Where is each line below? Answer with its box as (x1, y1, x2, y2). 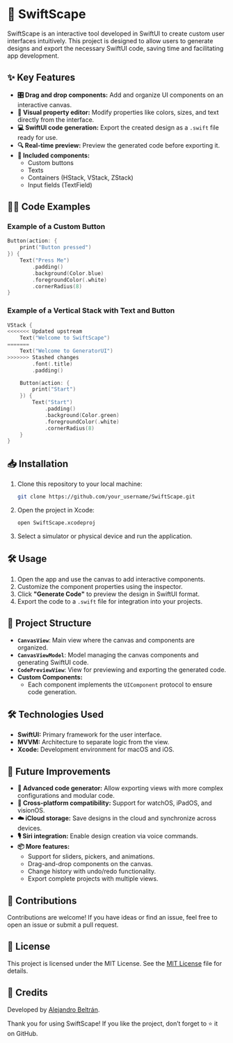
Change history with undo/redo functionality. (27, 867, 156, 876)
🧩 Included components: (17, 151, 90, 159)
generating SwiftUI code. (17, 658, 89, 666)
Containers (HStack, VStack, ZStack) (27, 173, 134, 182)
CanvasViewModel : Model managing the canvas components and (17, 650, 200, 659)
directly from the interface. (17, 115, 95, 124)
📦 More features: (17, 842, 70, 851)
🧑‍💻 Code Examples (7, 201, 91, 213)
